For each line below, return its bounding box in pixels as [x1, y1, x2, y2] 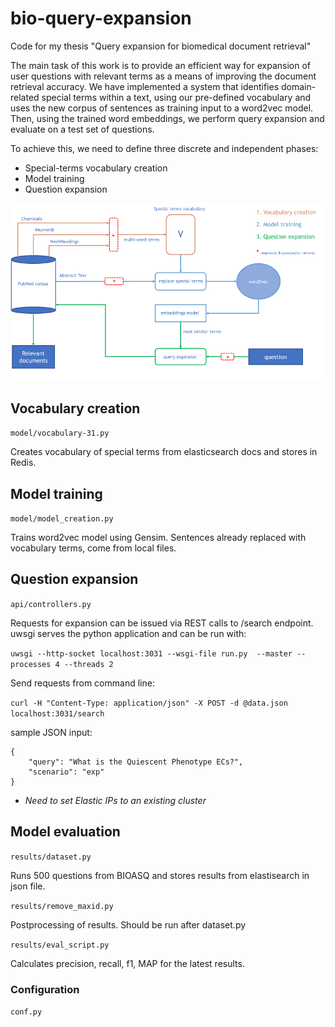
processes [10, 659, 52, 669]
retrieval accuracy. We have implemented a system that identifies [10, 80, 280, 92]
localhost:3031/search [10, 708, 105, 719]
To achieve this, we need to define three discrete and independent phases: [10, 142, 319, 154]
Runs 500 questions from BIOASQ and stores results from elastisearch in [10, 869, 310, 881]
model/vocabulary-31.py [10, 428, 110, 439]
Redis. [10, 457, 37, 469]
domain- [280, 80, 317, 92]
